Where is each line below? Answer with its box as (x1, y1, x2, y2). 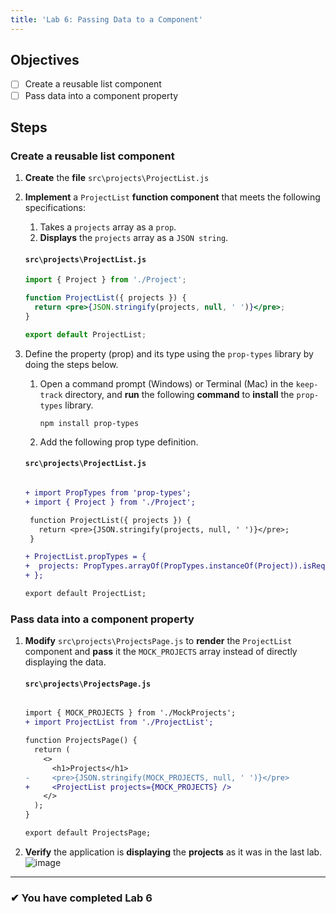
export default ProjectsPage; (24, 828, 152, 838)
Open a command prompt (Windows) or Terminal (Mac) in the (39, 377, 294, 390)
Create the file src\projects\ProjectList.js (24, 172, 210, 184)
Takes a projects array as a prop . (39, 221, 177, 233)
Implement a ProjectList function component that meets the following (24, 191, 321, 203)
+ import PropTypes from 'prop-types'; (24, 488, 192, 498)
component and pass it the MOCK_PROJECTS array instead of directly (24, 646, 298, 658)
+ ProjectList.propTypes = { (24, 552, 147, 562)
